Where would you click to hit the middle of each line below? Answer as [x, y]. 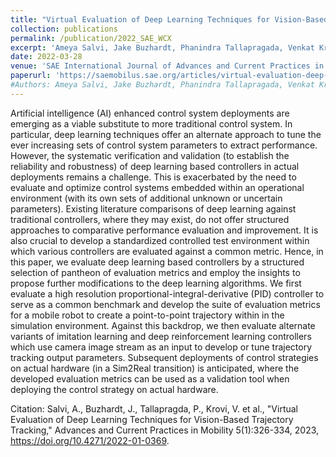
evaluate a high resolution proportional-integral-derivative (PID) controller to [167, 293]
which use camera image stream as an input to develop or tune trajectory [161, 347]
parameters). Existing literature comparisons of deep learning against [153, 208]
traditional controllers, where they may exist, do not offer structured [150, 219]
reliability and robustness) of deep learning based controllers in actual [155, 166]
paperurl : [31, 76]
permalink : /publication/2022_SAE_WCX [91, 38]
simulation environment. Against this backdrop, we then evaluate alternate [163, 325]
